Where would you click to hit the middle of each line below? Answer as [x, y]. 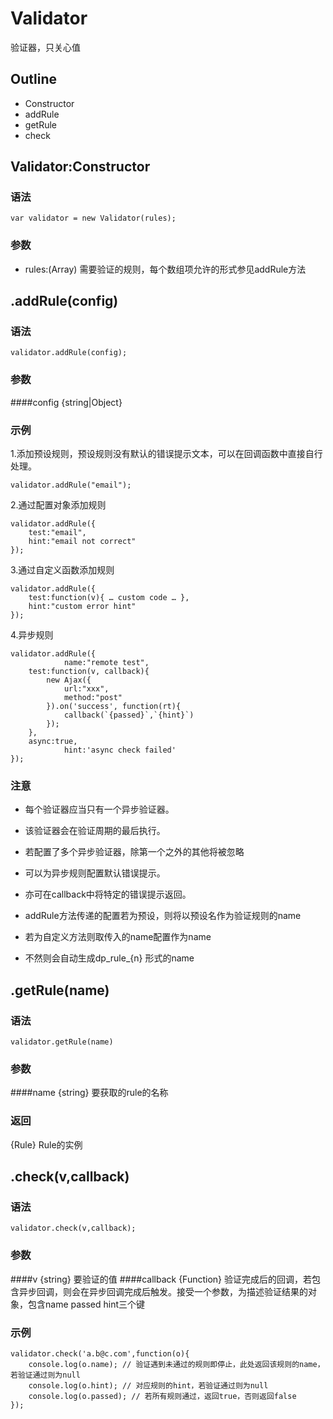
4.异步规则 [32, 635]
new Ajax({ [69, 680]
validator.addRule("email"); [71, 485]
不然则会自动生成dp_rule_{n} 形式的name [109, 958]
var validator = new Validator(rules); [93, 218]
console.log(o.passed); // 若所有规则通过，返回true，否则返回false [162, 1396]
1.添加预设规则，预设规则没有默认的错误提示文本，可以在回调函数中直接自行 [166, 454]
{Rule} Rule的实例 [46, 1144]
